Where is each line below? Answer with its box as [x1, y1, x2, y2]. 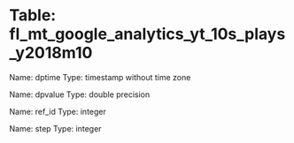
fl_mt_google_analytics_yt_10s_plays [9, 24, 286, 44]
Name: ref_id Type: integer [9, 106, 106, 117]
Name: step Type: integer [9, 123, 102, 133]
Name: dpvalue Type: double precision [9, 89, 151, 100]
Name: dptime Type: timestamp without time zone [9, 71, 191, 82]
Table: [9, 5, 57, 26]
